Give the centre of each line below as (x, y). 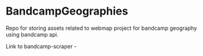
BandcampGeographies (67, 11)
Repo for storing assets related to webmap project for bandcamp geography (101, 28)
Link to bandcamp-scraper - (41, 46)
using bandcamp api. (32, 34)
